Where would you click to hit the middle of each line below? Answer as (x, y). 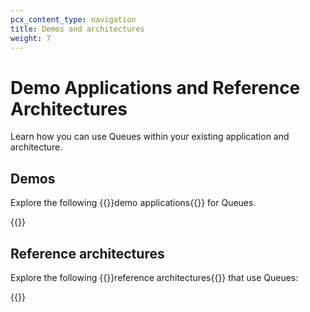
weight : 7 (31, 38)
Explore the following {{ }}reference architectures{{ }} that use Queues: (154, 277)
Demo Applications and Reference (155, 87)
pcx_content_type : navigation (73, 19)
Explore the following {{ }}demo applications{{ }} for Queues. (133, 203)
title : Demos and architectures (77, 29)
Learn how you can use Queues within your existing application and (150, 137)
